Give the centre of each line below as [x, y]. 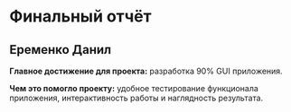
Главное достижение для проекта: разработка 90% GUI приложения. [146, 71]
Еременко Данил [60, 50]
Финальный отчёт [80, 17]
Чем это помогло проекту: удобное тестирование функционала [134, 88]
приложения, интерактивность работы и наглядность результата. [136, 98]
